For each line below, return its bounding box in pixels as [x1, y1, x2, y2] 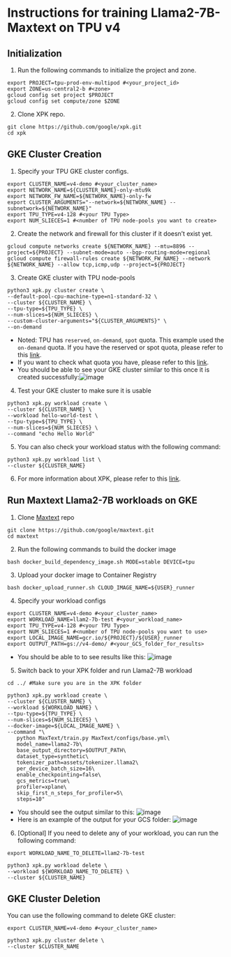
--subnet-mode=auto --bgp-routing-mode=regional [66, 249, 211, 256]
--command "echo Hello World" [7, 430, 96, 437]
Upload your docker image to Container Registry [17, 571, 157, 579]
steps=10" [16, 795, 45, 803]
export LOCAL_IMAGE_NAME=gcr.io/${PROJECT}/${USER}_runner [7, 634, 183, 641]
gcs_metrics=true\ [16, 777, 70, 784]
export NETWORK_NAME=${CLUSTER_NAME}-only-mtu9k [7, 186, 151, 193]
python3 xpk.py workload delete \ [7, 861, 108, 869]
